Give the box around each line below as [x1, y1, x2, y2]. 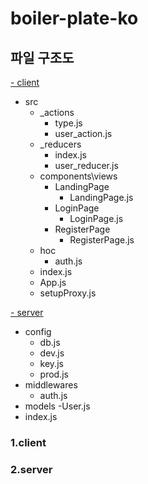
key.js [39, 358, 64, 369]
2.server [10, 462, 53, 476]
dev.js [39, 347, 65, 359]
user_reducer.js [54, 160, 119, 171]
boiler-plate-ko [10, 7, 139, 30]
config [24, 326, 52, 337]
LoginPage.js [69, 213, 124, 224]
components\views [39, 170, 118, 182]
